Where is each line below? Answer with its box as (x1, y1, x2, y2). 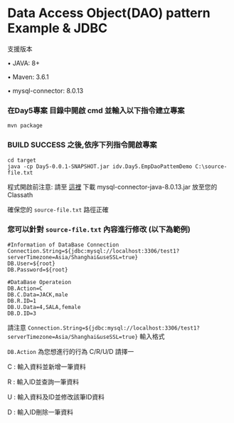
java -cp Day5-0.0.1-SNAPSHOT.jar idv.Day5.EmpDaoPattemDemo (7, 162, 193, 170)
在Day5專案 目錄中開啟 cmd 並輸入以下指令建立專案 (7, 105, 185, 115)
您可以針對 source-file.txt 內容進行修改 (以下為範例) (7, 224, 191, 234)
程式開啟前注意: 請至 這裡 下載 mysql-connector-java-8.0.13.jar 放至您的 (7, 182, 218, 191)
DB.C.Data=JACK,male (7, 291, 69, 298)
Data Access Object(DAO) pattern (7, 5, 211, 21)
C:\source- (195, 162, 228, 170)
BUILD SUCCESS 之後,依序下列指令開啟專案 (7, 140, 158, 150)
